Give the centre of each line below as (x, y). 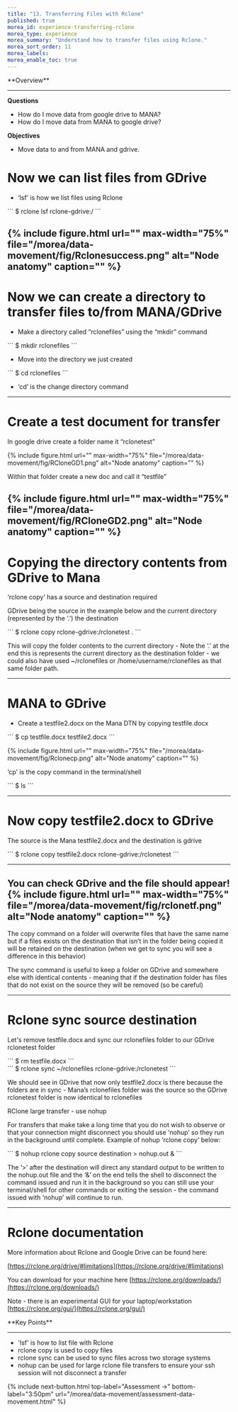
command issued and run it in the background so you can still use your (111, 1182)
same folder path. (33, 668)
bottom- (184, 1386)
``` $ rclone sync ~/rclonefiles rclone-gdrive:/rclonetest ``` (91, 1068)
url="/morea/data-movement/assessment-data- (125, 1394)
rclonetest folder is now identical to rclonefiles (75, 1097)
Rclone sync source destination (102, 1020)
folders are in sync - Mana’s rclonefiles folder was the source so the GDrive (118, 1090)
